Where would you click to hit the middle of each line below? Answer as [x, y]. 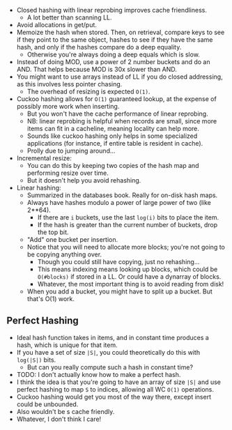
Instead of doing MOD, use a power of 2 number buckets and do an [113, 62]
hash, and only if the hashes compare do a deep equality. [99, 47]
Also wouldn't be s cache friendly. [65, 411]
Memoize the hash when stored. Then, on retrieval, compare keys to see [121, 32]
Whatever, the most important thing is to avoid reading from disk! [131, 284]
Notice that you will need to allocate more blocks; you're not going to [126, 247]
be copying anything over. [64, 254]
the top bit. [53, 232]
